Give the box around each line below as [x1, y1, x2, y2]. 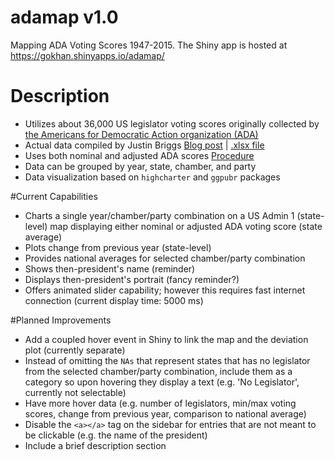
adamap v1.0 [10, 6, 119, 29]
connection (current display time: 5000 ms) [24, 294, 204, 306]
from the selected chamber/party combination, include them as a [24, 365, 293, 377]
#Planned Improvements [10, 314, 112, 326]
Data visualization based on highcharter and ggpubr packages [24, 171, 281, 183]
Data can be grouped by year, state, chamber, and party [24, 160, 257, 172]
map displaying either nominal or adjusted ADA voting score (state [49, 220, 323, 232]
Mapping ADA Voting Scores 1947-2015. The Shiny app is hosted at [10, 39, 288, 51]
